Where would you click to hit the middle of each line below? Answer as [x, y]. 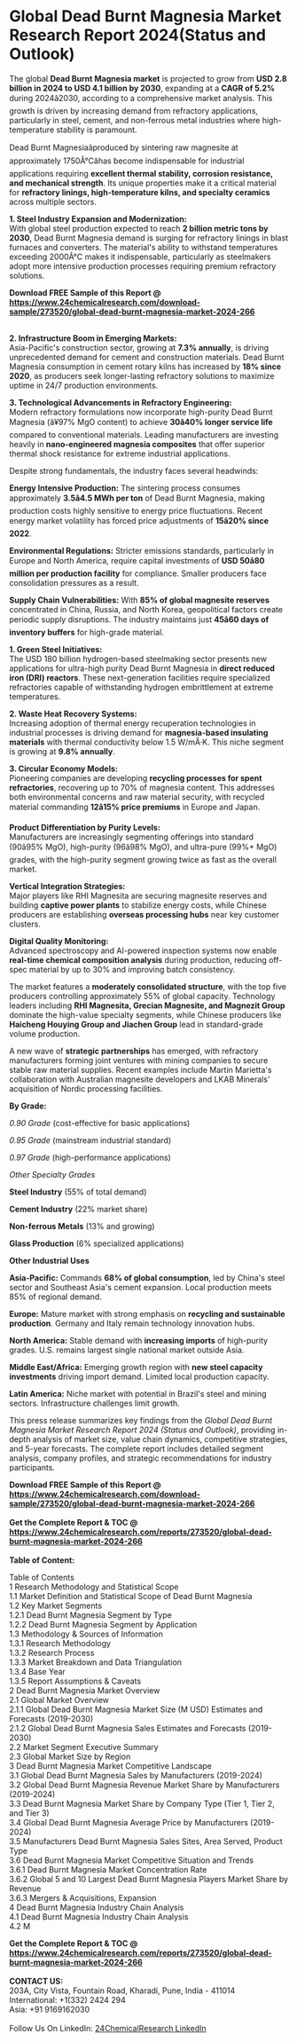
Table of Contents [42, 1577]
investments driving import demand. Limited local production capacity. [139, 1376]
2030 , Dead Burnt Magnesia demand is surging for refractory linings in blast [149, 238]
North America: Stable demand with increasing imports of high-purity [139, 1340]
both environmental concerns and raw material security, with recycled [137, 797]
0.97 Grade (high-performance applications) [90, 1157]
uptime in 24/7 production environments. [84, 385]
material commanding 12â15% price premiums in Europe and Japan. [135, 807]
